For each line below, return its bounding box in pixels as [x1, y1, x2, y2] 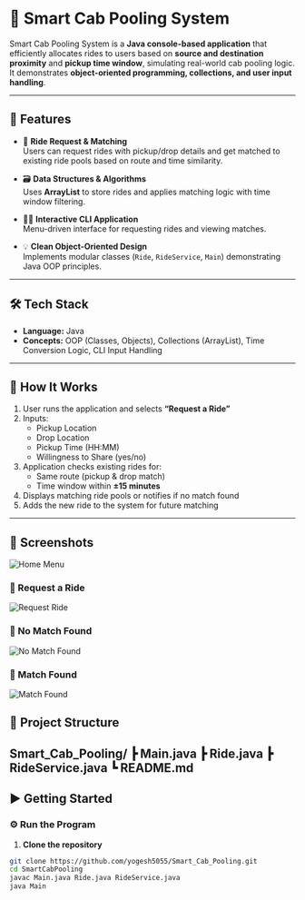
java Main [9, 882, 47, 891]
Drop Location [35, 432, 90, 443]
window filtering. [22, 195, 86, 207]
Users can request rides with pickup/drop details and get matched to [22, 145, 280, 156]
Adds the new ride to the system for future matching [22, 499, 220, 511]
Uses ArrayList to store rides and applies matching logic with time [22, 186, 271, 197]
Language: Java [22, 325, 84, 336]
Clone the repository [22, 839, 103, 850]
